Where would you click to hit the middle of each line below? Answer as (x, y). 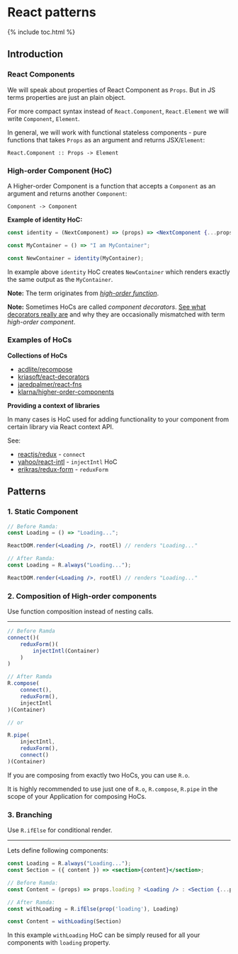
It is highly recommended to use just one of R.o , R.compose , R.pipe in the (113, 789)
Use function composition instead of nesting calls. (80, 612)
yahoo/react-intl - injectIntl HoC (68, 462)
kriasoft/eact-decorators (53, 377)
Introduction (35, 54)
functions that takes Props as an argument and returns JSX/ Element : (106, 140)
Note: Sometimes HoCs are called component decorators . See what (107, 307)
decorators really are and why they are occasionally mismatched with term (116, 314)
